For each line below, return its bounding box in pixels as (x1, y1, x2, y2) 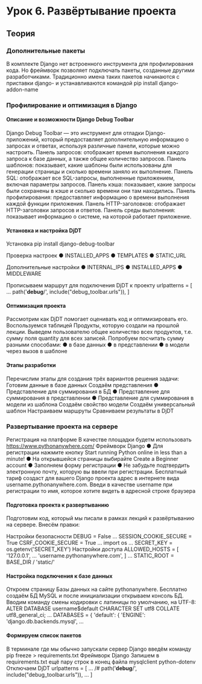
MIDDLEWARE (6, 270, 42, 278)
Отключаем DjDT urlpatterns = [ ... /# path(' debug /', (6, 664, 137, 672)
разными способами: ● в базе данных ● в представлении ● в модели (6, 341, 190, 348)
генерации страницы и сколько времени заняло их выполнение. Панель (6, 168, 194, 175)
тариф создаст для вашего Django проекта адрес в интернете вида (6, 474, 180, 481)
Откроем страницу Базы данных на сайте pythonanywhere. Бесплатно (6, 585, 188, 593)
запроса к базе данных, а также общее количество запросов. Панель (6, 155, 186, 162)
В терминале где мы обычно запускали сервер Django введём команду (6, 645, 192, 653)
